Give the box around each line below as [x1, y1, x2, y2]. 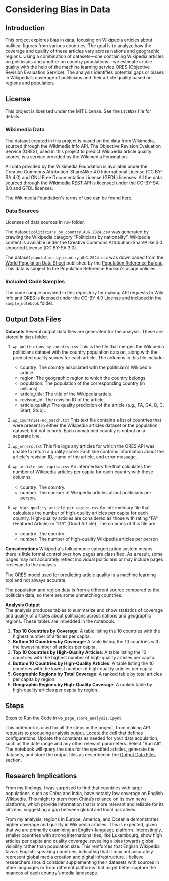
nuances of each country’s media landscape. [5, 870, 99, 876]
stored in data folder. [5, 334, 48, 340]
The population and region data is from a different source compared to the [5, 587, 160, 593]
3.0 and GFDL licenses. [5, 185, 54, 191]
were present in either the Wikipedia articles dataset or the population [12, 422, 158, 428]
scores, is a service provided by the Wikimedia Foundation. [5, 154, 128, 160]
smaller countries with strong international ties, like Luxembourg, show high [5, 832, 162, 839]
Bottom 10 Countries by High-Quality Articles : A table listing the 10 [12, 660, 154, 666]
